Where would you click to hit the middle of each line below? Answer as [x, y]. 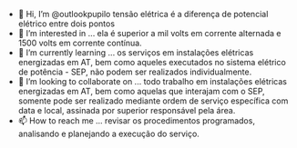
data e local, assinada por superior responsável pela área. [127, 110]
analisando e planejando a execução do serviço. [109, 133]
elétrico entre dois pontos [67, 24]
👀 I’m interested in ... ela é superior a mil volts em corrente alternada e [149, 33]
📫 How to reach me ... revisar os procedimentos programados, [136, 121]
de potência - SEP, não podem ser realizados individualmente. [135, 72]
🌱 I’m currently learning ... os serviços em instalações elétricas [136, 53]
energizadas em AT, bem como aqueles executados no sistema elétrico [152, 62]
